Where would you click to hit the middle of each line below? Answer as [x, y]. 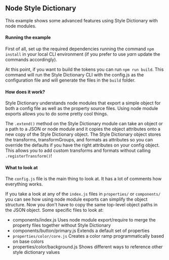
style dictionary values [36, 252]
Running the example [28, 38]
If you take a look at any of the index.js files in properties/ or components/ [83, 194]
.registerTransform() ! [29, 156]
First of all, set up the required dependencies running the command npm [80, 49]
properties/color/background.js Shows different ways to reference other [88, 247]
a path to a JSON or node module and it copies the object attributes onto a [83, 129]
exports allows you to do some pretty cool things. [57, 114]
